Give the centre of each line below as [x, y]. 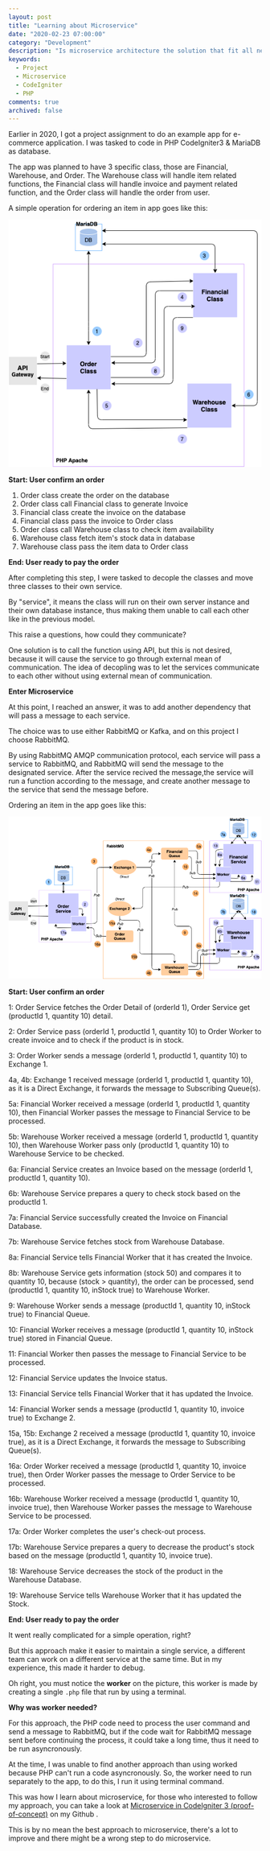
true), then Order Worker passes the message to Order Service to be [122, 1475]
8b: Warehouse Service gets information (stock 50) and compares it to [125, 1273]
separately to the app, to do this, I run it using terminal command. [117, 1782]
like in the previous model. [52, 619]
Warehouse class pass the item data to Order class [104, 546]
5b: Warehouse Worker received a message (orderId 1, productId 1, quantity [133, 1137]
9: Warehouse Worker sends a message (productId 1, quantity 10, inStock [129, 1306]
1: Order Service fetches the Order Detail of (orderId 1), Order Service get [129, 1008]
